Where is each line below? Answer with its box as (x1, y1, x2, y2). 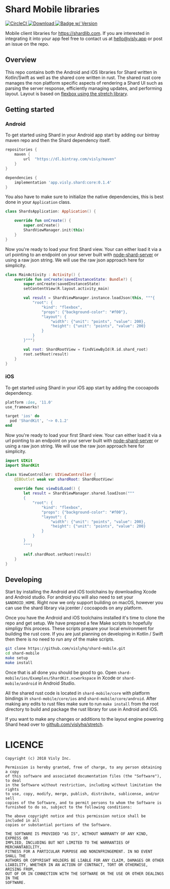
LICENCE (5, 739, 44, 751)
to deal (5, 778, 22, 783)
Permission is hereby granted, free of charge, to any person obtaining (5, 764, 162, 770)
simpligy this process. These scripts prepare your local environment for (5, 625, 154, 632)
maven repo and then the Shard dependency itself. (5, 137, 111, 143)
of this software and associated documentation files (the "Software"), (5, 773, 162, 779)
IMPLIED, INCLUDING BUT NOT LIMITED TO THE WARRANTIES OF (5, 840, 130, 845)
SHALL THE (5, 853, 26, 859)
